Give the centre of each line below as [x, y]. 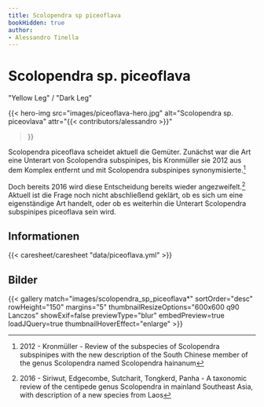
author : [21, 30]
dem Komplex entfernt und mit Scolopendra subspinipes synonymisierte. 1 [127, 169]
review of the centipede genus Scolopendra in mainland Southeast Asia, [136, 387]
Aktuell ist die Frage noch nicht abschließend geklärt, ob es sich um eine [126, 195]
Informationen [44, 236]
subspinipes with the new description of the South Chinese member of [134, 355]
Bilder [23, 280]
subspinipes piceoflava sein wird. [62, 211]
